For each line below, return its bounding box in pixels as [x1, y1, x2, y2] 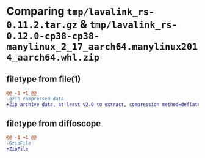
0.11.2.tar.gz [6, 20, 78, 31]
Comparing [6, 4, 65, 18]
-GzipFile [6, 140, 32, 146]
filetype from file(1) [6, 73, 81, 84]
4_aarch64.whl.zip [6, 52, 99, 64]
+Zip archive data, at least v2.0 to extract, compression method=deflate [6, 101, 201, 108]
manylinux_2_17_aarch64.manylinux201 [6, 41, 198, 53]
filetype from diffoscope [6, 118, 101, 129]
